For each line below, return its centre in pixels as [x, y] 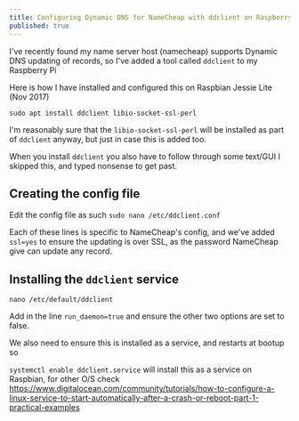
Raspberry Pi [33, 70]
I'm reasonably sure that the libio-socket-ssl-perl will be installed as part [147, 129]
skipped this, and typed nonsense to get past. [93, 166]
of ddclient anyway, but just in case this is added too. [108, 139]
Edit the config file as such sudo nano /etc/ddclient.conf [115, 215]
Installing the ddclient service [94, 279]
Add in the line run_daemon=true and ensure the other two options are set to [147, 316]
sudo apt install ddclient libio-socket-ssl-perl [103, 113]
